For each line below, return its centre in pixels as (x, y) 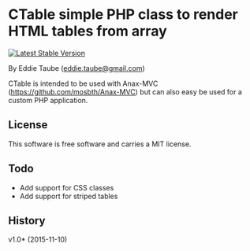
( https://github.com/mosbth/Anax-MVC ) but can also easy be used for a (125, 91)
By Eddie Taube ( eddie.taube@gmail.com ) (77, 68)
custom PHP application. (48, 100)
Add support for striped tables (69, 196)
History (27, 221)
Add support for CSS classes (67, 187)
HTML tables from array (88, 31)
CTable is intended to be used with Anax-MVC (83, 83)
